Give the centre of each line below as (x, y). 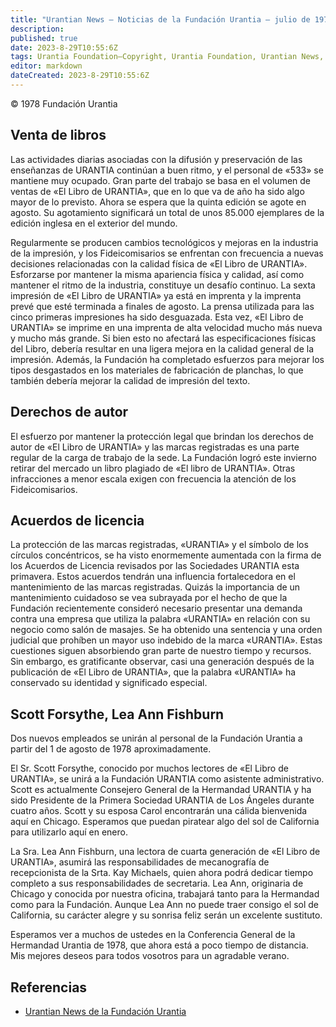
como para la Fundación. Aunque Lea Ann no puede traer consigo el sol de (165, 905)
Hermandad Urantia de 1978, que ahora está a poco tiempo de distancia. (159, 945)
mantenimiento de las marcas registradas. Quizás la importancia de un (155, 587)
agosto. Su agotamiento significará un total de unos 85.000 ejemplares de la (167, 212)
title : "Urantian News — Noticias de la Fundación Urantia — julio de (160, 19)
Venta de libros (58, 135)
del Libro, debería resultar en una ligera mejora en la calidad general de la (162, 348)
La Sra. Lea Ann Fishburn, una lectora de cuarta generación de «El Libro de (165, 852)
